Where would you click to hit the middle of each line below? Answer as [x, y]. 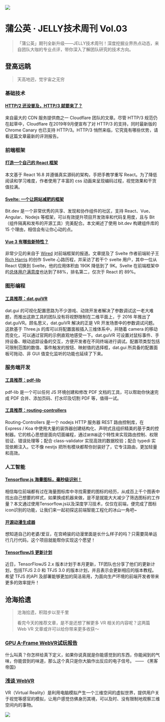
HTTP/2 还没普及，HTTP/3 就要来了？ [44, 106]
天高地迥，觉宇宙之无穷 [41, 79]
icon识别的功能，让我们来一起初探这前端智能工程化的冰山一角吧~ [71, 510]
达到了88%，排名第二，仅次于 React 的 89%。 [91, 272]
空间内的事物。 [20, 705]
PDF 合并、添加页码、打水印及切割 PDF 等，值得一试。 [66, 398]
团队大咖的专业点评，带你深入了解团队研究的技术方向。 [77, 49]
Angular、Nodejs [22, 217]
